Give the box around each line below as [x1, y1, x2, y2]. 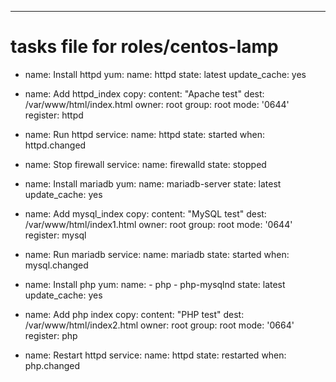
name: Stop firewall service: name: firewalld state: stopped [24, 158, 267, 170]
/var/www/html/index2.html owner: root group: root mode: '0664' [24, 319, 295, 331]
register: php [24, 329, 78, 341]
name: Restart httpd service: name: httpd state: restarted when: [24, 349, 287, 361]
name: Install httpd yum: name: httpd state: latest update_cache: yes [24, 68, 307, 80]
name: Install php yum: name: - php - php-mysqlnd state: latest [24, 278, 286, 290]
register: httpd [24, 109, 84, 121]
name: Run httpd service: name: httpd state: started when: [24, 128, 266, 140]
